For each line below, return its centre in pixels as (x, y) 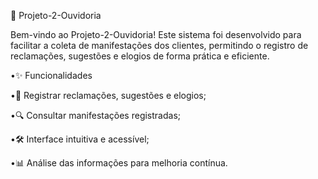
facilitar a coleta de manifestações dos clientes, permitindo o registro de (159, 45)
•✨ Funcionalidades (51, 75)
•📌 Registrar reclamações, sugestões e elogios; (108, 95)
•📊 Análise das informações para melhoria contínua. (119, 163)
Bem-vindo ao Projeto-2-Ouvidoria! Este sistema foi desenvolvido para (156, 34)
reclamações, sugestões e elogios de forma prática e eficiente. (140, 56)
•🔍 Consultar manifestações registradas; (96, 115)
